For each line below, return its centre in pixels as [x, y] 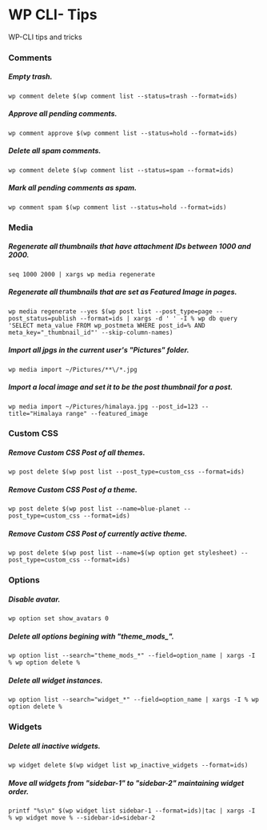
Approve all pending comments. [63, 114]
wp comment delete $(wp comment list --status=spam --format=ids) [121, 170]
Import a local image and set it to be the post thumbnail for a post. [121, 387]
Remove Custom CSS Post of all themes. [77, 453]
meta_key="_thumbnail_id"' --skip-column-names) [91, 332]
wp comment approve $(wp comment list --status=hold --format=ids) [123, 133]
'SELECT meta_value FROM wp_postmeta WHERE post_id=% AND [107, 325]
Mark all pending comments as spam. [73, 188]
